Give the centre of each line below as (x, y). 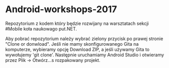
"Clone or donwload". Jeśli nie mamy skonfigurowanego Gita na (72, 44)
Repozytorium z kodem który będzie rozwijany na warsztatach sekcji (77, 23)
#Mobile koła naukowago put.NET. (41, 28)
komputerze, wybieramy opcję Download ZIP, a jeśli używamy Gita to (77, 49)
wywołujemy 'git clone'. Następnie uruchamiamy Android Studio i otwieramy (85, 55)
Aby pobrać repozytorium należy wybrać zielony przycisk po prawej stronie (84, 39)
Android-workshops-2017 (61, 9)
